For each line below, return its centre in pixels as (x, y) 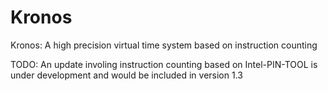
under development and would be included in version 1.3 (126, 75)
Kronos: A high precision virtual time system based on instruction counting (164, 45)
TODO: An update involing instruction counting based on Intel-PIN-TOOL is (164, 64)
